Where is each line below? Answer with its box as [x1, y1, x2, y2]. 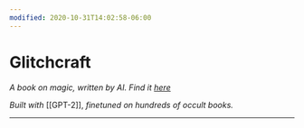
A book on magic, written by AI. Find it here [9, 82, 171, 93]
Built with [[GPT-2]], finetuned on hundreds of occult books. [9, 99, 233, 110]
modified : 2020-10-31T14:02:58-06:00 [9, 13, 152, 23]
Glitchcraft [9, 51, 92, 72]
